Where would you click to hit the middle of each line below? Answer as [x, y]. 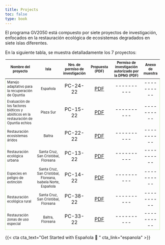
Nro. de [74, 65]
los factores [17, 106]
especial [14, 223]
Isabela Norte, [48, 182]
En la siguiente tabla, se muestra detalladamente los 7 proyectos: [71, 52]
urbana [13, 160]
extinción [14, 182]
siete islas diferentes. [27, 43]
